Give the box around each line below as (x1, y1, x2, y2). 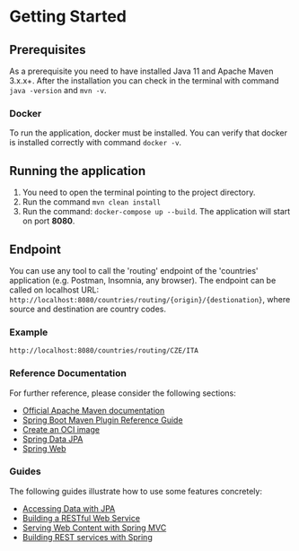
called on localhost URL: (9, 284, 100, 295)
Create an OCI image (22, 424, 101, 434)
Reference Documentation (9, 367, 128, 380)
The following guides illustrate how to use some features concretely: (9, 485, 263, 496)
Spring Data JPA (22, 433, 84, 444)
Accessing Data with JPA (22, 503, 116, 513)
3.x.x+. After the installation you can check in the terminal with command (9, 75, 280, 86)
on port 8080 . (22, 215, 75, 226)
